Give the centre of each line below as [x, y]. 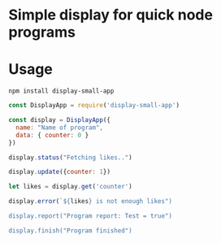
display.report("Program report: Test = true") [91, 216]
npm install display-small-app [61, 91]
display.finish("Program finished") [70, 230]
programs [42, 32]
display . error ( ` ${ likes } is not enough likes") [91, 202]
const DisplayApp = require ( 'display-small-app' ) [94, 106]
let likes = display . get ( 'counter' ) [70, 187]
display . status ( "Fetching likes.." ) [70, 157]
